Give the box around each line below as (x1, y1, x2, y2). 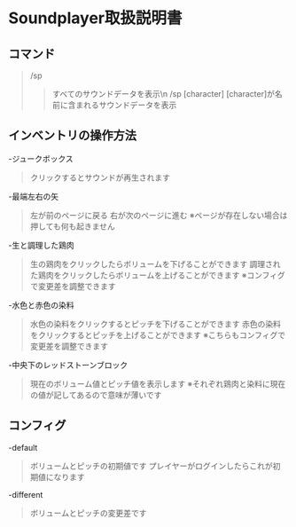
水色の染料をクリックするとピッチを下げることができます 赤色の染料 (29, 319, 281, 329)
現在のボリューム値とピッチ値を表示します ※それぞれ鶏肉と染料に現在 (29, 378, 286, 389)
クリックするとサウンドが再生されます (29, 172, 170, 183)
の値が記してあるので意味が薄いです (29, 389, 162, 400)
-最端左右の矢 (8, 191, 59, 201)
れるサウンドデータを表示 (82, 99, 177, 110)
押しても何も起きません (29, 221, 116, 232)
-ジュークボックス (8, 153, 74, 164)
